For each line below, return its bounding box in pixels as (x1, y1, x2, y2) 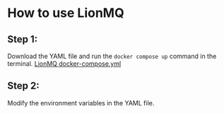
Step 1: (7, 33, 38, 45)
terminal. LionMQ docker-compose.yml (7, 59, 122, 68)
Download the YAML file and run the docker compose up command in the (7, 52, 217, 60)
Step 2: (7, 80, 40, 92)
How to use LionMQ (7, 5, 125, 21)
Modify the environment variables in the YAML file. (7, 98, 155, 107)
